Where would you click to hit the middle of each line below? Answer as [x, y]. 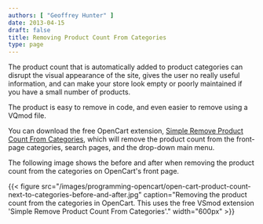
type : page [26, 45]
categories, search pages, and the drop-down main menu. [121, 148]
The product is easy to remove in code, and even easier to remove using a [128, 108]
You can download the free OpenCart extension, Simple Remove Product [126, 131]
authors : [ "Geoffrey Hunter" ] [61, 15]
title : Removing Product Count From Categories [88, 37]
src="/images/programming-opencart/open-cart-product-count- [146, 186]
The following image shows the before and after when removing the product [131, 163]
